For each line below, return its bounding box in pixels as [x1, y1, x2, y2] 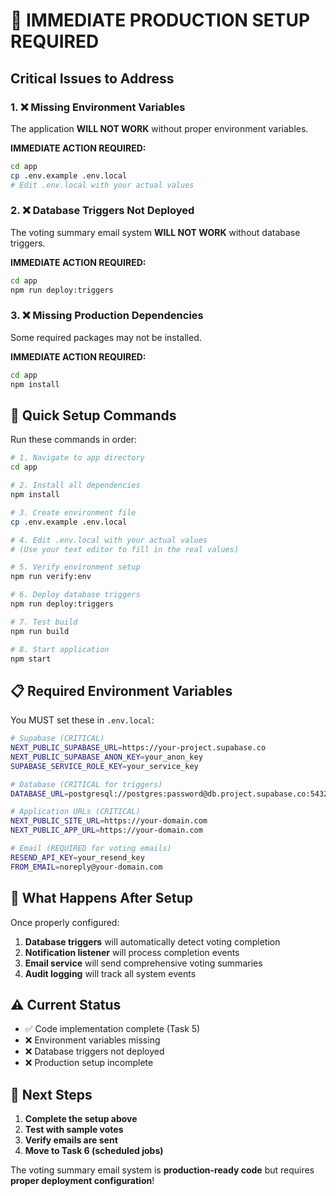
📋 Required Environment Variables [10, 682, 233, 699]
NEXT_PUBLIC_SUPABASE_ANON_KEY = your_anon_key [10, 752, 203, 762]
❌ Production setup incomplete [24, 1057, 154, 1069]
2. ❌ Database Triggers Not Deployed [10, 204, 195, 218]
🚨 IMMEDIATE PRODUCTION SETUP [10, 9, 311, 32]
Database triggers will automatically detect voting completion [24, 935, 281, 948]
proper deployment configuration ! [10, 1175, 155, 1187]
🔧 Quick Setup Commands [10, 407, 177, 424]
